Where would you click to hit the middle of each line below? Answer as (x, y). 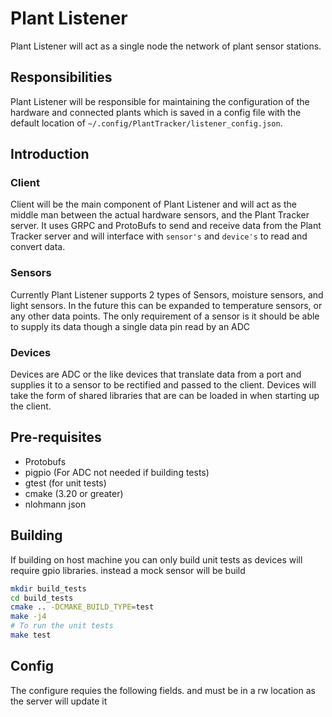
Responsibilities (61, 77)
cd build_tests (42, 598)
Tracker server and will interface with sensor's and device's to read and (159, 236)
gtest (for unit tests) (65, 483)
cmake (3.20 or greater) (74, 493)
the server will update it (59, 701)
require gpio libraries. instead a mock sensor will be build (128, 570)
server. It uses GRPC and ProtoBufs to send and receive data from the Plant (166, 226)
